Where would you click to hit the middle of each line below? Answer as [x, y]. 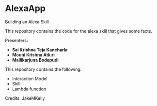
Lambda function [29, 89]
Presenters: [16, 40]
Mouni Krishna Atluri [33, 55]
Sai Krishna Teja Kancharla [40, 50]
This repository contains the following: [43, 69]
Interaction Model [30, 79]
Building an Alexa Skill [27, 22]
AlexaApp [25, 8]
